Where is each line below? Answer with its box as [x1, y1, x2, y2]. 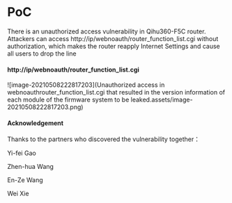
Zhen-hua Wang [7, 163, 54, 171]
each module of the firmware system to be [7, 95, 130, 104]
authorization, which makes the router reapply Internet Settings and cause [7, 42, 221, 50]
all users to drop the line [7, 49, 77, 58]
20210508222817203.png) [7, 103, 84, 111]
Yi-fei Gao [7, 149, 36, 157]
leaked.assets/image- [130, 95, 193, 104]
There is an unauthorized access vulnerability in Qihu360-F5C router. [7, 27, 206, 35]
